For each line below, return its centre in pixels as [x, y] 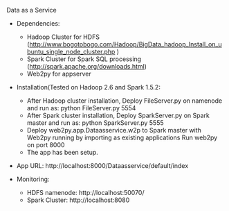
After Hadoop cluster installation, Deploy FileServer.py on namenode [125, 101]
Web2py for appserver [59, 74]
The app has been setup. [62, 152]
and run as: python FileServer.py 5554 [81, 108]
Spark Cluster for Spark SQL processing [84, 59]
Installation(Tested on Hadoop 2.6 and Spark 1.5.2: [88, 87]
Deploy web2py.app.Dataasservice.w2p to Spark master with [114, 130]
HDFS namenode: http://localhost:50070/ [85, 193]
